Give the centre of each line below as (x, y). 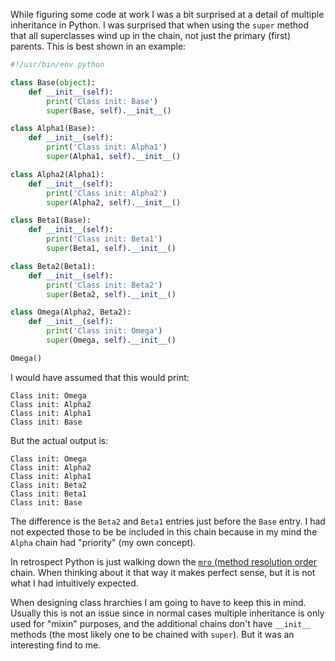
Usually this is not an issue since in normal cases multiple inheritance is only (167, 613)
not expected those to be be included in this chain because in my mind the (164, 531)
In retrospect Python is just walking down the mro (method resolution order (163, 561)
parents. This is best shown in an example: (98, 46)
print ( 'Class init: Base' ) (102, 101)
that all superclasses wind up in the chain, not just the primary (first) (151, 35)
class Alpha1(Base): (53, 129)
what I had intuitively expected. (74, 583)
